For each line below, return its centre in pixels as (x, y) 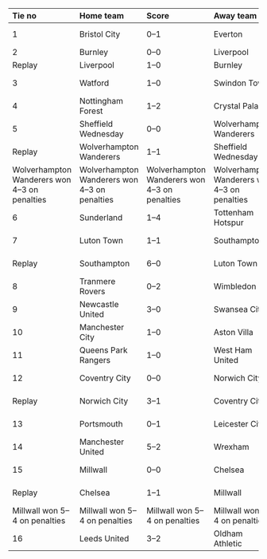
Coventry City (105, 378)
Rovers (92, 291)
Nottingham (101, 101)
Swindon (230, 83)
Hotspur (228, 222)
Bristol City (100, 34)
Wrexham (231, 447)
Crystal (227, 106)
